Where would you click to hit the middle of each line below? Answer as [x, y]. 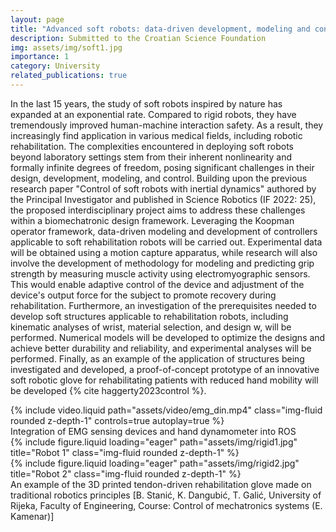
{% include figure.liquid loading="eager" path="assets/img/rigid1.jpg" [154, 442]
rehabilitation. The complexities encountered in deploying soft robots [152, 146]
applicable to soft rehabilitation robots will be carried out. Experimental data [166, 242]
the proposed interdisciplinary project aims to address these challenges [158, 210]
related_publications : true [69, 76]
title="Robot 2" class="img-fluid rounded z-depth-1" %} [126, 473]
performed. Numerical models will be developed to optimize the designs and [168, 337]
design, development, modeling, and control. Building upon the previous [159, 178]
